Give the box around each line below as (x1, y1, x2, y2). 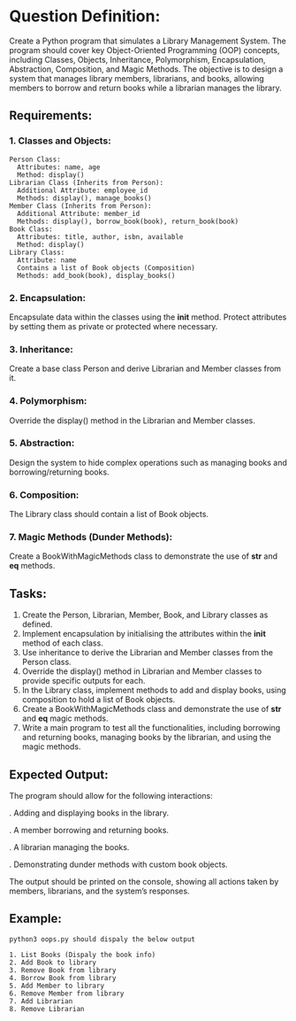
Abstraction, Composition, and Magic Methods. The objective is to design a (9, 64, 284, 74)
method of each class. (21, 638, 103, 648)
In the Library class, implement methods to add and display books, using (21, 685, 287, 696)
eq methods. (9, 561, 56, 571)
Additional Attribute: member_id (17, 209, 140, 218)
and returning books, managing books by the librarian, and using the (21, 732, 272, 743)
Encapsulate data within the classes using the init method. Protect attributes (9, 312, 287, 322)
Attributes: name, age (17, 162, 101, 172)
